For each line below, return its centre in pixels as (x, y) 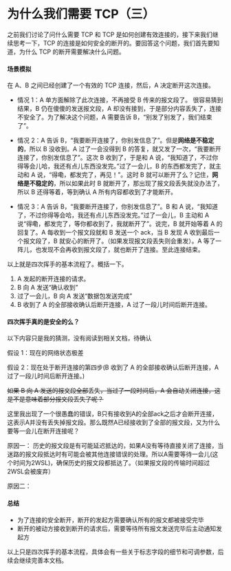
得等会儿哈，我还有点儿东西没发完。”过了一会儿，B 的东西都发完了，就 (116, 166)
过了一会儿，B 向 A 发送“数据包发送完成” (75, 296)
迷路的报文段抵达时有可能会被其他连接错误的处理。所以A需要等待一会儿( (110, 454)
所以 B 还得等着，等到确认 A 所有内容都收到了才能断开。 (97, 192)
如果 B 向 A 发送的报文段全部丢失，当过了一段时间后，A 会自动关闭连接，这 (114, 391)
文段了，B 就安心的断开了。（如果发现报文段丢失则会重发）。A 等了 (122, 241)
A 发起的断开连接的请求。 (53, 279)
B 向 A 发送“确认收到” (47, 288)
